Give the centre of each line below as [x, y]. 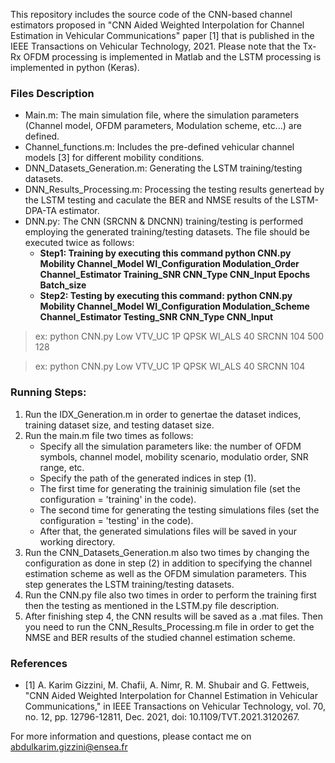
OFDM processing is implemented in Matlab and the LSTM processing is [172, 57]
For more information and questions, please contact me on [131, 736]
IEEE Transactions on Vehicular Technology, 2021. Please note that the [155, 46]
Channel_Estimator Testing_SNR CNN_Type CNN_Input [156, 317]
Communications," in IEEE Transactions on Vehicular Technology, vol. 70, [175, 706]
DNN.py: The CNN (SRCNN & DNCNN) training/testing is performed [164, 221]
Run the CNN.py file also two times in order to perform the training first [170, 595]
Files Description [52, 93]
